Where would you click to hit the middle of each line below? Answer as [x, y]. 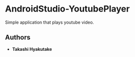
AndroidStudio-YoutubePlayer [67, 9]
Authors [18, 37]
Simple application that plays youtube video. [49, 22]
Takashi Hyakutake [32, 49]
